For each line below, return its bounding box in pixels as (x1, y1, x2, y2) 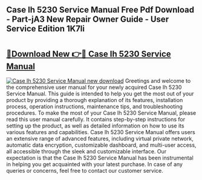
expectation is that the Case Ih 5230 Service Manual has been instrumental (6, 154, 194, 161)
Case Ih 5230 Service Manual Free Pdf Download (6, 5, 195, 15)
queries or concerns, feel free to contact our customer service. (6, 167, 163, 174)
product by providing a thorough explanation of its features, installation (6, 97, 183, 103)
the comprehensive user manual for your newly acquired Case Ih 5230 (6, 84, 182, 91)
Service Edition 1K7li (6, 24, 85, 34)
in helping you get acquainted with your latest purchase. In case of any (6, 161, 183, 168)
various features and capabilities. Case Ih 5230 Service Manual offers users (6, 129, 195, 135)
